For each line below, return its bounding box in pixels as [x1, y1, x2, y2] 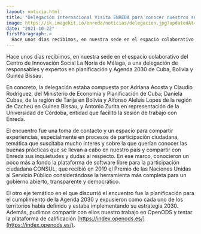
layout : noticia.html [6, 8, 60, 15]
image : [6, 20, 23, 26]
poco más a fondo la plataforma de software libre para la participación [6, 159, 179, 166]
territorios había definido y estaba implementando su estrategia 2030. [6, 202, 179, 209]
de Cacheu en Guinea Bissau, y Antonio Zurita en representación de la [6, 103, 179, 110]
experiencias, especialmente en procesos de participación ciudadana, [6, 133, 179, 141]
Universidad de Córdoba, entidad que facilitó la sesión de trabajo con [6, 109, 178, 116]
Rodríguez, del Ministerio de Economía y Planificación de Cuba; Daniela [6, 90, 182, 97]
